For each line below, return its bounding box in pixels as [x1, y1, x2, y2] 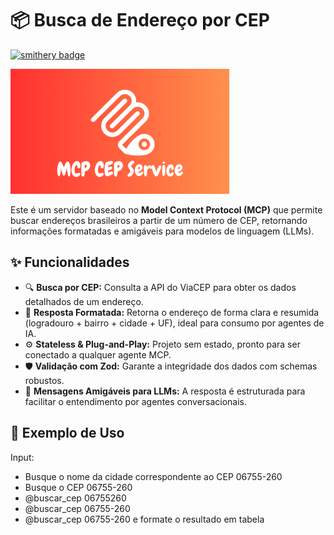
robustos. [24, 374, 65, 386]
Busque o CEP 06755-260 [24, 481, 133, 493]
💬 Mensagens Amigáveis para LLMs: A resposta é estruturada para [24, 385, 306, 397]
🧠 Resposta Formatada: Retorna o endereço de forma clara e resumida [24, 306, 320, 318]
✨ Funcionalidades [10, 254, 130, 271]
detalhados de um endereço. [24, 295, 144, 307]
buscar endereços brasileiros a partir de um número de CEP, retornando [10, 214, 308, 226]
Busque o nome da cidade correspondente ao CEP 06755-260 [24, 470, 283, 482]
